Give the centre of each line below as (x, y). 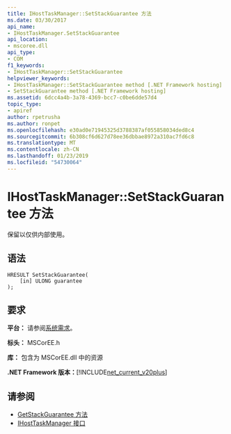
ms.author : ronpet (34, 123)
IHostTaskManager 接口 (51, 423)
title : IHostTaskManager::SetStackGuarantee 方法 (79, 14)
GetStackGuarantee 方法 (53, 415)
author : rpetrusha (34, 117)
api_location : (28, 40)
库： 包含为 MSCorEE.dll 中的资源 (55, 357)
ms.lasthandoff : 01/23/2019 (48, 156)
